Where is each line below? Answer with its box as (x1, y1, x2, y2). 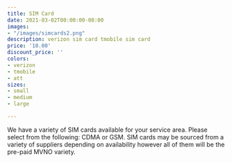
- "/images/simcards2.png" (7, 29, 85, 37)
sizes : (7, 81, 26, 88)
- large (7, 101, 30, 108)
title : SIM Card (7, 10, 54, 17)
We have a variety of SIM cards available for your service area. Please (7, 126, 208, 134)
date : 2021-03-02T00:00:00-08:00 (7, 17, 104, 24)
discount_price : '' (7, 49, 64, 56)
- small (7, 87, 30, 94)
